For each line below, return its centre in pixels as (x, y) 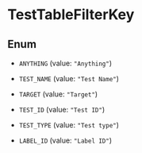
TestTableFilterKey (71, 15)
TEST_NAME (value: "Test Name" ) (69, 78)
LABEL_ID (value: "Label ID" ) (65, 140)
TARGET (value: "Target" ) (58, 94)
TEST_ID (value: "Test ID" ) (61, 110)
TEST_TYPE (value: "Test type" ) (69, 125)
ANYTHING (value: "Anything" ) (65, 63)
